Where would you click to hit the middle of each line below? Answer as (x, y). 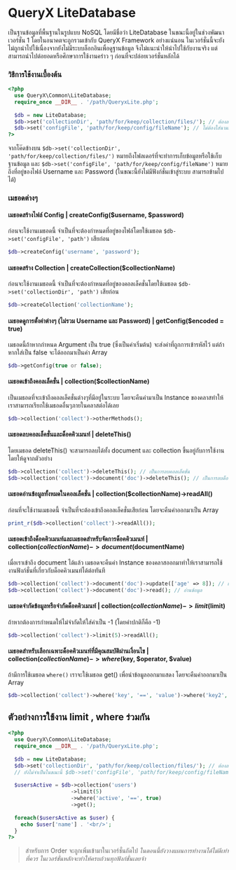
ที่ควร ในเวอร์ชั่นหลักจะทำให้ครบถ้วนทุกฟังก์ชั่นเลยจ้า (85, 859)
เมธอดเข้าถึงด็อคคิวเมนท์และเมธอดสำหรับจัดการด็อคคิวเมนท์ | (78, 539)
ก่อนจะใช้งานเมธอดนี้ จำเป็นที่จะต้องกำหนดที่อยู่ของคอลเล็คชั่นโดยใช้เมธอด (92, 284)
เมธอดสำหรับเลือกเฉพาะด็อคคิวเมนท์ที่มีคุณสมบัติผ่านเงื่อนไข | (78, 651)
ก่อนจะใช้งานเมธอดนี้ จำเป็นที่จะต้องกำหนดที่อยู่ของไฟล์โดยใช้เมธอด (85, 231)
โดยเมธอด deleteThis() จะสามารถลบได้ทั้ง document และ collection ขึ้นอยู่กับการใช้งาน (116, 450)
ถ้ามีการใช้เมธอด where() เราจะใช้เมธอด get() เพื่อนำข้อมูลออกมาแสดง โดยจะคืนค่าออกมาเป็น (117, 675)
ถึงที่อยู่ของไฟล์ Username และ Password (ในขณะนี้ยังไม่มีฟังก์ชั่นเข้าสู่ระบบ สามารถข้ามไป (116, 172)
